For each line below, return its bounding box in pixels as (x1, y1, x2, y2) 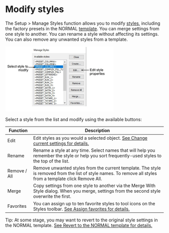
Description (84, 128, 110, 134)
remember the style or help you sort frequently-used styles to (33, 152, 162, 158)
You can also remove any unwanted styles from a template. (5, 36, 128, 42)
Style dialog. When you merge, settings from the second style (33, 188, 161, 194)
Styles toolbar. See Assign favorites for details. (33, 206, 130, 212)
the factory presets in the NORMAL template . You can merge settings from (5, 25, 159, 31)
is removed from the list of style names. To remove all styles (33, 170, 157, 177)
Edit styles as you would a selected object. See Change (33, 135, 147, 141)
